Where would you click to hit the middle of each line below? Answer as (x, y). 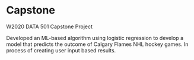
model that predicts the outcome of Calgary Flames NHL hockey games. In (97, 44)
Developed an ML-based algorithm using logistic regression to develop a (95, 38)
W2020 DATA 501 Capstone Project (50, 26)
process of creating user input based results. (61, 50)
